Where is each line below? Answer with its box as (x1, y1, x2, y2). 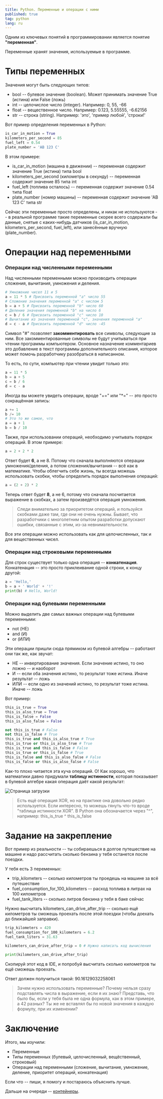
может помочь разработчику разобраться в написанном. (5, 351, 126, 357)
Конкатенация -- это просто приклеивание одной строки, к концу (5, 565, 142, 571)
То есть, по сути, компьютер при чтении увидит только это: (5, 361, 130, 367)
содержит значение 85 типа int (12, 179, 77, 185)
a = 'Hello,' (5, 580, 32, 584)
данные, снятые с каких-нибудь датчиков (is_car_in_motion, (5, 219, 129, 225)
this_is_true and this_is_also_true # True (5, 737, 95, 742)
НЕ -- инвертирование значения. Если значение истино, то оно (12, 660, 145, 666)
